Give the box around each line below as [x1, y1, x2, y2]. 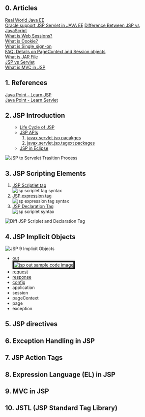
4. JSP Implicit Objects [5, 232, 76, 241]
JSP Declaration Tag [12, 204, 54, 209]
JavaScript [5, 27, 27, 34]
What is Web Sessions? [5, 33, 53, 39]
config [12, 279, 26, 286]
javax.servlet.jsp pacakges [27, 135, 81, 141]
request [12, 269, 28, 275]
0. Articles [5, 4, 38, 12]
